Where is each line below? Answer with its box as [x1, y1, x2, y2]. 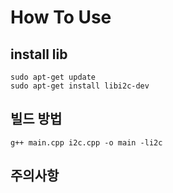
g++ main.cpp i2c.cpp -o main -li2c [10, 137, 163, 148]
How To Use [10, 6, 112, 29]
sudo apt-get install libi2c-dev [10, 81, 150, 91]
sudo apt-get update [10, 72, 97, 82]
